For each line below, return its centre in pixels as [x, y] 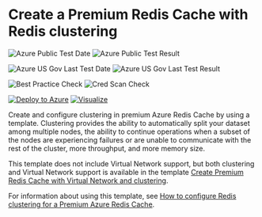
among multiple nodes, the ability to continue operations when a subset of [129, 131]
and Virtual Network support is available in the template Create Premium [126, 172]
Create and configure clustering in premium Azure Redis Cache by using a [129, 114]
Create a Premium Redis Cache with [128, 15]
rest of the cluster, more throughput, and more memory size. [107, 148]
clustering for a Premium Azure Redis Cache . [82, 204]
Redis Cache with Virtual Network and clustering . [88, 181]
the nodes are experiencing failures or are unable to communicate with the [130, 139]
